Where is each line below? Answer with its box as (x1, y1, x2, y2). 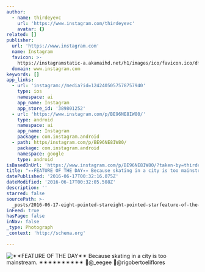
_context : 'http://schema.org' (6, 230, 86, 236)
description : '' (6, 185, 48, 191)
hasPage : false (6, 213, 45, 220)
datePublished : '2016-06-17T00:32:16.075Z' (6, 173, 119, 180)
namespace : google (17, 151, 64, 157)
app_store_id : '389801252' (17, 105, 86, 112)
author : (6, 9, 26, 15)
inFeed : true (6, 207, 40, 213)
